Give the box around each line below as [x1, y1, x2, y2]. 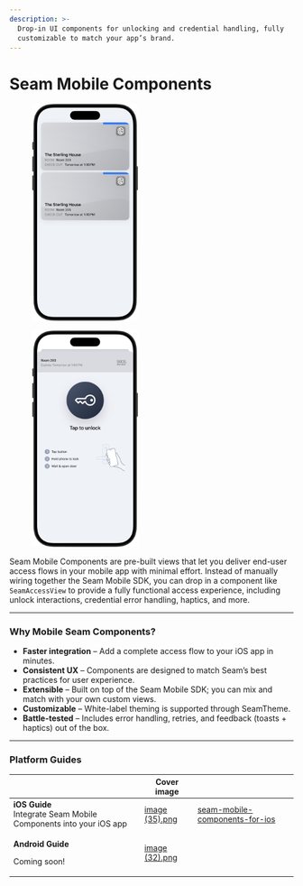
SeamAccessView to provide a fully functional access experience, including [9, 585, 281, 595]
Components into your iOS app [13, 818, 128, 829]
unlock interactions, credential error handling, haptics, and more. [9, 594, 251, 605]
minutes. [22, 655, 56, 667]
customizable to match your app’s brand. [17, 33, 176, 42]
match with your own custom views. [22, 694, 157, 705]
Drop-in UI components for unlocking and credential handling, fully [17, 23, 284, 33]
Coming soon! [13, 856, 66, 867]
